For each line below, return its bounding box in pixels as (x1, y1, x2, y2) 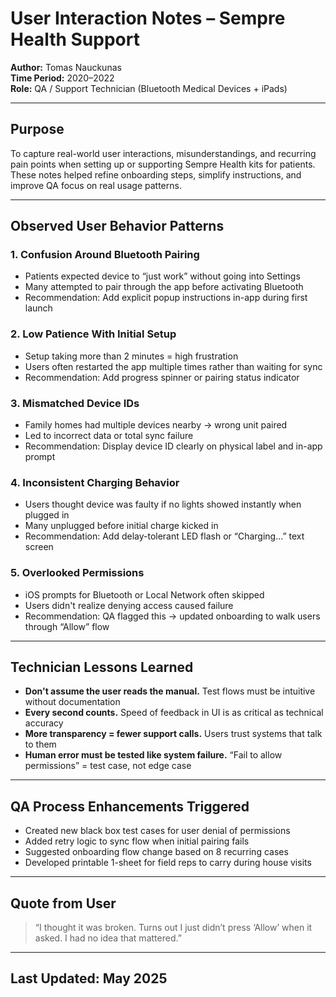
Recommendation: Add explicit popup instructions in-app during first (24, 292, 308, 304)
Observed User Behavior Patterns (10, 218, 225, 235)
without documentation (24, 696, 121, 708)
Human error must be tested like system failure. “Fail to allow (24, 749, 283, 761)
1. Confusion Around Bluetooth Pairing (10, 248, 200, 262)
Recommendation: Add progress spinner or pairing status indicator (24, 371, 300, 383)
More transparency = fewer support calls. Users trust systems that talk (24, 728, 323, 740)
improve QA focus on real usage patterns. (10, 179, 182, 191)
